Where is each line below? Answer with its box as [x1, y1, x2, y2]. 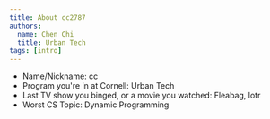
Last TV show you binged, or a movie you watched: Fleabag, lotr [22, 90, 261, 101]
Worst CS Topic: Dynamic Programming [22, 99, 170, 110]
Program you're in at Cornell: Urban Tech [22, 81, 175, 91]
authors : [9, 21, 42, 30]
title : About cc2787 [9, 13, 87, 22]
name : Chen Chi [17, 30, 74, 38]
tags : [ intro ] [9, 47, 63, 55]
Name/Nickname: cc [22, 71, 99, 81]
